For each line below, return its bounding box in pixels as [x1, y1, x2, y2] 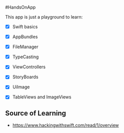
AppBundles [12, 34, 38, 40]
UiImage [12, 84, 30, 90]
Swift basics [12, 24, 38, 30]
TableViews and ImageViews [12, 94, 71, 100]
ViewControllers [12, 64, 46, 70]
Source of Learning [5, 109, 66, 117]
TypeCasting [12, 54, 39, 60]
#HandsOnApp [5, 5, 36, 10]
